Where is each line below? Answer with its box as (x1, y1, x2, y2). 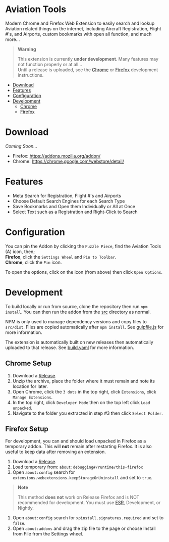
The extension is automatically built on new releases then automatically (5, 339, 154, 345)
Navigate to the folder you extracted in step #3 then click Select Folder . (12, 410, 163, 416)
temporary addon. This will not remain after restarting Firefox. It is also (5, 444, 152, 450)
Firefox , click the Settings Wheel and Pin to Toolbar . (5, 254, 117, 260)
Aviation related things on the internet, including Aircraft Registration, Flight (5, 25, 161, 31)
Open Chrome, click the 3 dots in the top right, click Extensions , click (12, 388, 156, 395)
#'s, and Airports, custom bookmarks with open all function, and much (5, 31, 152, 37)
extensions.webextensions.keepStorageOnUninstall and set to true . (12, 475, 153, 481)
